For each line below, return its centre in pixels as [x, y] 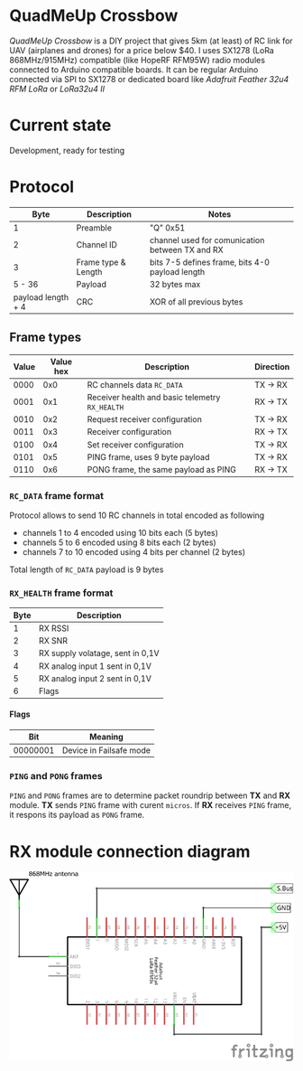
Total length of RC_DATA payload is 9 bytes [87, 569]
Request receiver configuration [145, 419]
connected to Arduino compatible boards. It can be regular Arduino [134, 70]
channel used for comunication [207, 240]
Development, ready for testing [67, 150]
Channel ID [96, 245]
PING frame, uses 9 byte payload [148, 456]
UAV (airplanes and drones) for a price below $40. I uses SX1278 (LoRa [142, 50]
